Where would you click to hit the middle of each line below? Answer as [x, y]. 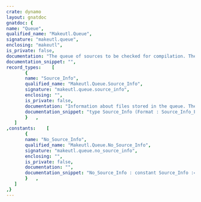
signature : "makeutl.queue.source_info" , [77, 90]
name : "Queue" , [25, 28]
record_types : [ [31, 67]
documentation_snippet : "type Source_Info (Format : [92, 112]
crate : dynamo [24, 12]
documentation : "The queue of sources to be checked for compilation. [96, 56]
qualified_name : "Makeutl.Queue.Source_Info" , [84, 84]
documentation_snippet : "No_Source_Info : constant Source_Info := [111, 173]
